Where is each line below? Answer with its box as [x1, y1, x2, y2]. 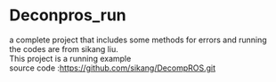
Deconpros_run [9, 5, 126, 26]
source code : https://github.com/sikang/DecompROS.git [9, 63, 216, 73]
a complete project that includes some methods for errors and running [9, 34, 267, 45]
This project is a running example [9, 53, 132, 63]
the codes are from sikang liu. [9, 43, 118, 54]
